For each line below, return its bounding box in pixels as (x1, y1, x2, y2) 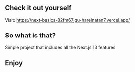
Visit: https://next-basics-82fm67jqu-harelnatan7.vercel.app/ (5, 17, 130, 23)
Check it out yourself (5, 4, 72, 12)
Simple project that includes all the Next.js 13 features (5, 44, 116, 50)
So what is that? (5, 32, 56, 40)
